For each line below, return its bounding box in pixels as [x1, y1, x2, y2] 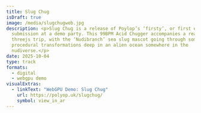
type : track [6, 59, 36, 65]
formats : [6, 64, 28, 71]
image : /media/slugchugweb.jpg [6, 20, 84, 26]
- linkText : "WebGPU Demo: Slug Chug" [11, 87, 109, 93]
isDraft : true [6, 14, 42, 20]
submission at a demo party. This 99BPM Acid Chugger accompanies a [11, 31, 186, 37]
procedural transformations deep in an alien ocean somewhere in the [11, 42, 188, 48]
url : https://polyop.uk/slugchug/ [17, 92, 103, 98]
